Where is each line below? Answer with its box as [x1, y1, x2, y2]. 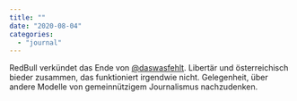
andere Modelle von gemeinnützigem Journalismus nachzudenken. [9, 81, 258, 92]
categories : [9, 29, 54, 38]
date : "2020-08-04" [9, 21, 83, 30]
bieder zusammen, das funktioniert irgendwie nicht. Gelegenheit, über [9, 72, 268, 83]
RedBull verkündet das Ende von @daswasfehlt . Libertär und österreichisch [9, 63, 289, 73]
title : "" [9, 13, 47, 22]
